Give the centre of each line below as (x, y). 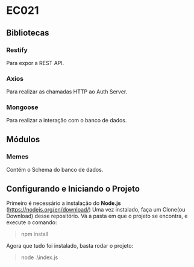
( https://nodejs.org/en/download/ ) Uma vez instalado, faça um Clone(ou (96, 209)
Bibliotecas (28, 33)
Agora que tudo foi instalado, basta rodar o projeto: (70, 245)
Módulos (23, 139)
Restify (17, 50)
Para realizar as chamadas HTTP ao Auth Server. (67, 92)
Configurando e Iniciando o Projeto (73, 188)
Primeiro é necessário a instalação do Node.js (64, 203)
